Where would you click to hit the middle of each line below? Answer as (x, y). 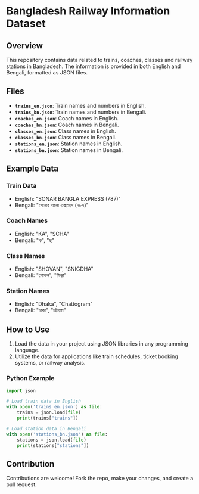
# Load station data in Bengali (46, 428)
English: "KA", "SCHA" (42, 234)
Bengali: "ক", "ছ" (35, 240)
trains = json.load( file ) (49, 412)
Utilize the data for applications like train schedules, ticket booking (97, 356)
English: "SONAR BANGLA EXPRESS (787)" (68, 198)
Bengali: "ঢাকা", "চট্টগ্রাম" (41, 310)
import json (21, 391)
